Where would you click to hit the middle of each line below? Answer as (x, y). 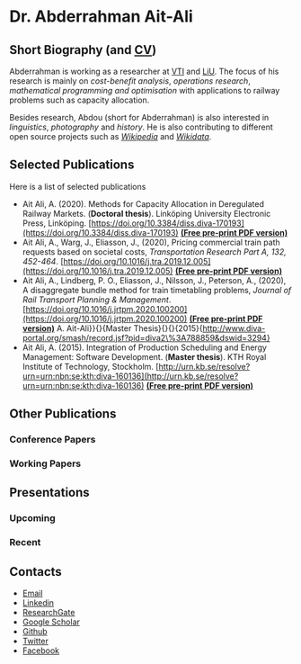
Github (35, 632)
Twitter (35, 642)
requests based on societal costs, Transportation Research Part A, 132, (155, 251)
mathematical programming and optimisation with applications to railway (145, 90)
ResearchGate (49, 613)
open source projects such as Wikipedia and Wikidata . (111, 136)
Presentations (49, 493)
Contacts (36, 572)
